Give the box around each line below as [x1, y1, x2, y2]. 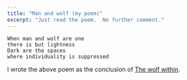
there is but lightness [7, 41, 76, 48]
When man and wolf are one [7, 35, 85, 42]
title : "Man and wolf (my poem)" [7, 10, 103, 17]
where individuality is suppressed [7, 53, 109, 60]
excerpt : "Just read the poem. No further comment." [7, 16, 165, 23]
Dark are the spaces [7, 47, 67, 54]
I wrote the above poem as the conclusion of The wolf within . [7, 65, 180, 73]
